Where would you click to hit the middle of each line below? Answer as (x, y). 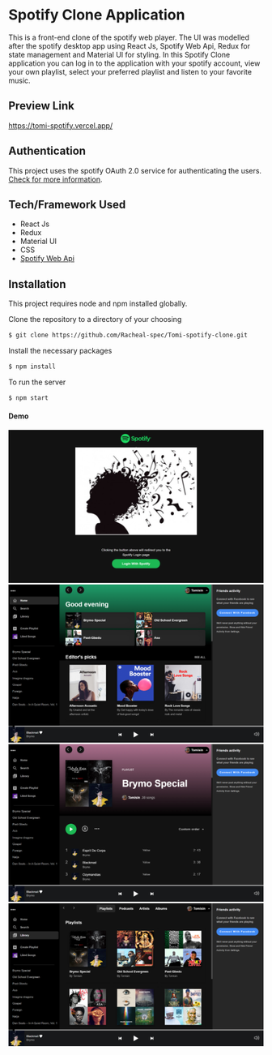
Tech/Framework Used (67, 204)
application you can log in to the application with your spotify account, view (134, 63)
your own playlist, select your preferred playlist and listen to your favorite (130, 71)
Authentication (47, 151)
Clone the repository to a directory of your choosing (95, 320)
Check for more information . (55, 179)
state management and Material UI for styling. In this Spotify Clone (119, 54)
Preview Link (41, 106)
